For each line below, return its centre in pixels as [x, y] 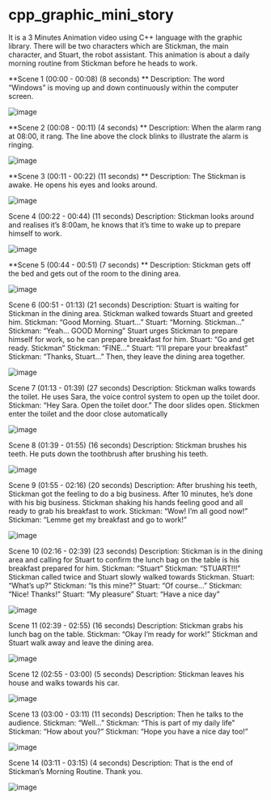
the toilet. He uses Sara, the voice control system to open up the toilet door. [134, 396]
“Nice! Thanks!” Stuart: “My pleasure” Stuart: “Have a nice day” [114, 594]
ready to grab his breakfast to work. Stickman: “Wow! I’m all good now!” [128, 511]
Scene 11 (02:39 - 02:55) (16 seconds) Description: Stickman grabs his [126, 625]
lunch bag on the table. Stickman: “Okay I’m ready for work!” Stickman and [133, 634]
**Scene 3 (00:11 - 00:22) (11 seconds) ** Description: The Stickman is [127, 176]
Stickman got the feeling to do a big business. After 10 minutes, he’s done [131, 494]
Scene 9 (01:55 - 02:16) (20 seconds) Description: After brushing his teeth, [133, 485]
